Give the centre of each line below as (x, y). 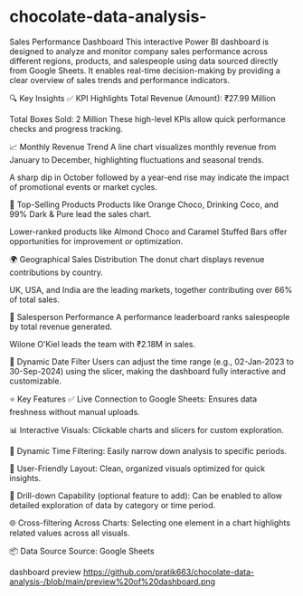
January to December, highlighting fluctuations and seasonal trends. (137, 159)
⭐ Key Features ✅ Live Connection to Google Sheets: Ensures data (133, 399)
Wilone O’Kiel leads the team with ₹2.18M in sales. (103, 344)
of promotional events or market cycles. (84, 186)
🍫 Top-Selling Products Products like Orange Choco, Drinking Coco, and (144, 204)
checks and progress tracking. (66, 128)
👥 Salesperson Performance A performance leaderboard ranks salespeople (150, 317)
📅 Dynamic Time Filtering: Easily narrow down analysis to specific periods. (148, 450)
